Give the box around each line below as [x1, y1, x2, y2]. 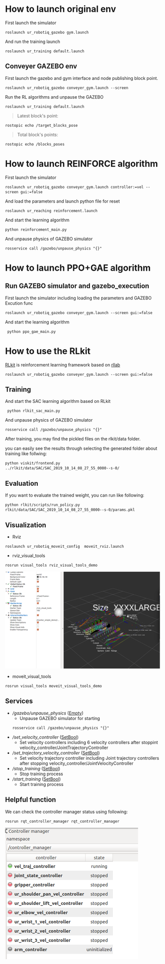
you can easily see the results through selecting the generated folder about [5, 445, 158, 452]
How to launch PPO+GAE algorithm [5, 262, 151, 273]
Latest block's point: [17, 112, 58, 119]
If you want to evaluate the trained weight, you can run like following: [5, 492, 145, 499]
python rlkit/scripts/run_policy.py [5, 502, 80, 507]
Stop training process [19, 771, 63, 777]
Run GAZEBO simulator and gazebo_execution [5, 282, 150, 290]
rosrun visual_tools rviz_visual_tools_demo [5, 563, 98, 568]
